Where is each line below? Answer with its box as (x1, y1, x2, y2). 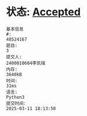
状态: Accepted (6, 5, 81, 19)
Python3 (6, 94, 25, 100)
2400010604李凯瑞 (6, 60, 46, 66)
